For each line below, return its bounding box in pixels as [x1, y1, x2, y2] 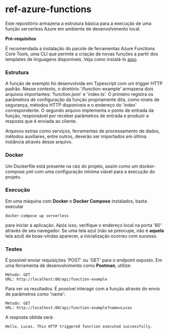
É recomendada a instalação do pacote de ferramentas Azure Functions [5, 45, 155, 51]
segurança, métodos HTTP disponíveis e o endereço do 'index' [5, 102, 137, 108]
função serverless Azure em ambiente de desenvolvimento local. [5, 25, 141, 31]
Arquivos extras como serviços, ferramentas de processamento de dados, [5, 128, 160, 134]
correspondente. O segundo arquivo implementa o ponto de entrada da [5, 108, 154, 114]
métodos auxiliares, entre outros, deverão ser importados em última [5, 133, 147, 140]
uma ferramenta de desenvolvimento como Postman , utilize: [5, 262, 132, 269]
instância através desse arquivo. [5, 139, 73, 145]
